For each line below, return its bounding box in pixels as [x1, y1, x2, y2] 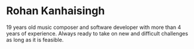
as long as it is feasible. [6, 36, 64, 43]
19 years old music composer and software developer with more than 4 [6, 24, 181, 31]
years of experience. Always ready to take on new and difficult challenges [6, 30, 189, 37]
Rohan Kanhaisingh [6, 4, 105, 18]
